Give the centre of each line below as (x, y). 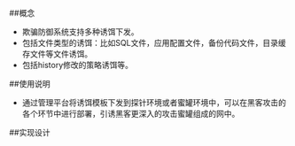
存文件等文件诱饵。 (57, 54)
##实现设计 (30, 132)
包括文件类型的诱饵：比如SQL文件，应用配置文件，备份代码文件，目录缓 (154, 43)
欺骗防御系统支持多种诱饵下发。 (80, 32)
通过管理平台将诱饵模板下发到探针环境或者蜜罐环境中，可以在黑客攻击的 (154, 103)
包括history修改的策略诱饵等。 (78, 65)
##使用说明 (30, 84)
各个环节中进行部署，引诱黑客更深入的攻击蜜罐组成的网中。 (131, 114)
